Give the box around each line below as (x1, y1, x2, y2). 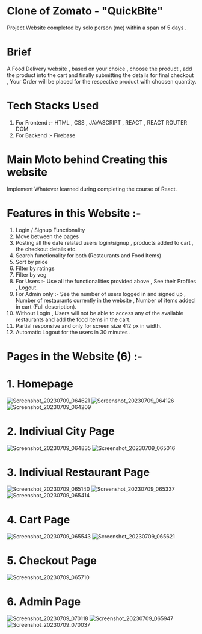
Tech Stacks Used (7, 99, 99, 112)
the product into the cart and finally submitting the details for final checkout (7, 71, 194, 79)
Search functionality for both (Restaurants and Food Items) (15, 251, 162, 259)
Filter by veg (15, 271, 47, 278)
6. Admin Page (7, 594, 81, 608)
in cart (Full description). (15, 303, 77, 310)
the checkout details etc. (15, 245, 77, 253)
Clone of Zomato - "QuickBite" (7, 4, 163, 18)
